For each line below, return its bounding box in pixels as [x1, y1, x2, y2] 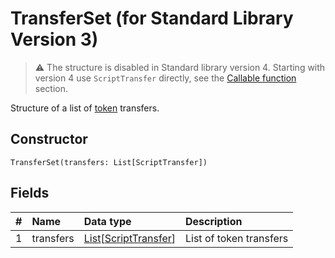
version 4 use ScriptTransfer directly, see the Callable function [34, 72, 297, 84]
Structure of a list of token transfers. [10, 102, 160, 114]
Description [184, 214, 243, 228]
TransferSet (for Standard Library [10, 7, 294, 30]
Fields [10, 185, 50, 202]
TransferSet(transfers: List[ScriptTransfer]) [10, 157, 208, 167]
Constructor [10, 131, 88, 148]
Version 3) [10, 28, 99, 51]
